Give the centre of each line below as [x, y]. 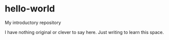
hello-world [30, 9]
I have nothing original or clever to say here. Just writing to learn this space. [84, 32]
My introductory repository [33, 22]
